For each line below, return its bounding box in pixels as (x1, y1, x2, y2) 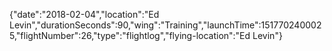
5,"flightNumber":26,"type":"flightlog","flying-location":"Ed (9, 30, 251, 41)
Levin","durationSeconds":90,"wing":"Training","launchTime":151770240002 (9, 19, 322, 31)
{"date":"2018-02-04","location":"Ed (9, 9, 160, 20)
